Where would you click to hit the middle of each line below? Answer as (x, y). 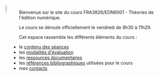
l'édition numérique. (40, 18)
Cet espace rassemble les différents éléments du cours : (78, 37)
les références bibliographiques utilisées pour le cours (76, 63)
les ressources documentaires (51, 58)
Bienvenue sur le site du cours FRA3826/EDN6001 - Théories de (86, 12)
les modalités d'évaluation (46, 52)
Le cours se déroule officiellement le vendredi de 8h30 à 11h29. (85, 27)
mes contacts (33, 68)
